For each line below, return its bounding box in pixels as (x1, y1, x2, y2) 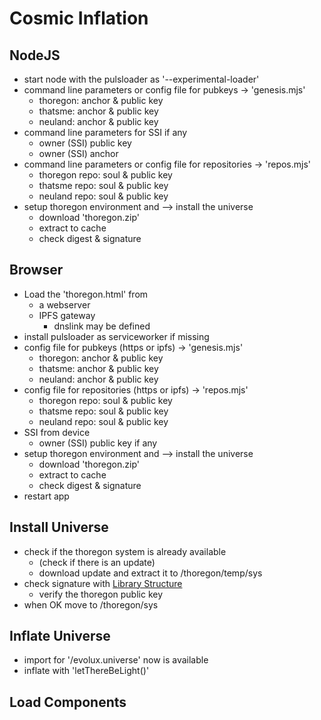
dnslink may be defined (53, 320, 151, 332)
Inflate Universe (9, 628, 111, 645)
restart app (23, 490, 70, 502)
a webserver (38, 298, 91, 311)
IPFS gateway (38, 309, 96, 321)
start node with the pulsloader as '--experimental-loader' (23, 73, 260, 85)
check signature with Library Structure (23, 577, 183, 589)
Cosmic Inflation (9, 7, 149, 30)
